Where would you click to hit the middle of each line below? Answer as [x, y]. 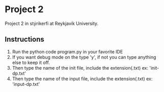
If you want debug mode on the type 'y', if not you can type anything [84, 57]
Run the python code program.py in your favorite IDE [67, 51]
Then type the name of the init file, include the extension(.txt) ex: [80, 68]
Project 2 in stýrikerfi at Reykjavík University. [52, 23]
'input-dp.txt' [26, 84]
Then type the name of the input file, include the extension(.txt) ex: [82, 79]
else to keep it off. [31, 63]
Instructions [24, 39]
